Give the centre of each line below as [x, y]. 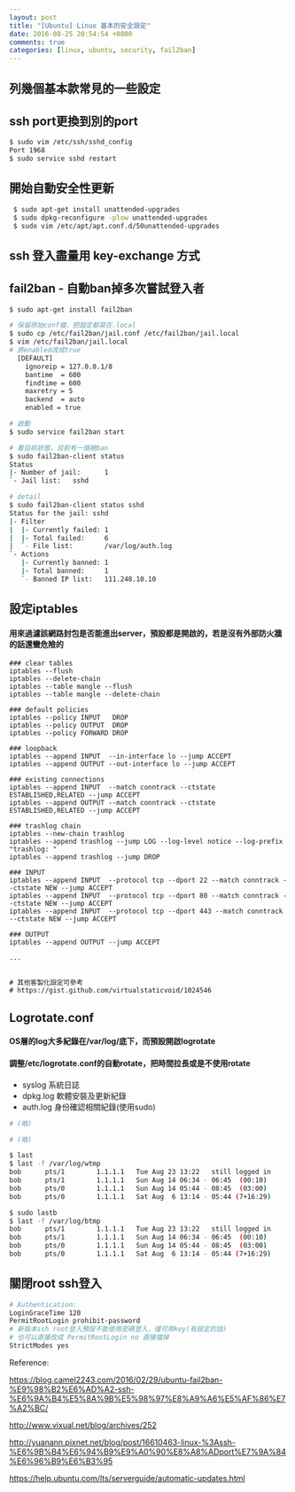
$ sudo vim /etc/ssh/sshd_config [71, 143]
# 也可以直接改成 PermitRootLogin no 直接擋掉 [89, 1338]
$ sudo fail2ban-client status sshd [77, 506]
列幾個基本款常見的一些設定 [85, 88]
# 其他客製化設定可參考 [47, 983]
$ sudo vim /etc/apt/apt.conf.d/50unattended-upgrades [116, 226]
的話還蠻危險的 [36, 644]
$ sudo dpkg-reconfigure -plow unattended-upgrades [110, 218]
